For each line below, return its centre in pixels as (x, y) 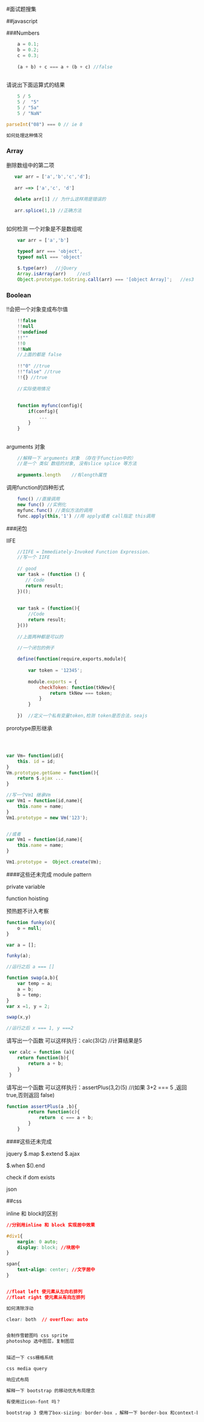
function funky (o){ (31, 922)
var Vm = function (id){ (35, 755)
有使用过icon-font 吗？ (33, 1402)
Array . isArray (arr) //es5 (54, 274)
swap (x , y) (19, 1017)
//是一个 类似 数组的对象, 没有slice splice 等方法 (77, 464)
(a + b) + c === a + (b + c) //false (65, 67)
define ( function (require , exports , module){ (72, 659)
